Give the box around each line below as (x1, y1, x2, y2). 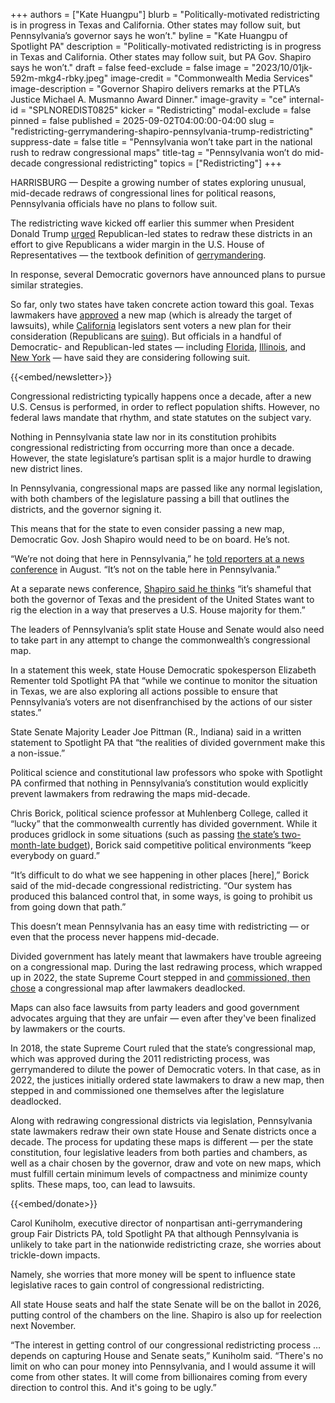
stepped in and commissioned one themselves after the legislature (10, 1085, 285, 1096)
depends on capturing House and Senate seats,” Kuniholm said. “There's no (10, 1350, 324, 1361)
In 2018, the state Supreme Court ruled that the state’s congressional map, (10, 1042, 317, 1054)
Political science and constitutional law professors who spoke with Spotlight (10, 767, 323, 778)
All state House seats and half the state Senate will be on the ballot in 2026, (10, 1299, 322, 1310)
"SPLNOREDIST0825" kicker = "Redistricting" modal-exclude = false (28, 104, 312, 116)
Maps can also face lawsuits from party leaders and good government (10, 1002, 300, 1013)
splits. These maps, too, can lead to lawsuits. (10, 1179, 196, 1190)
